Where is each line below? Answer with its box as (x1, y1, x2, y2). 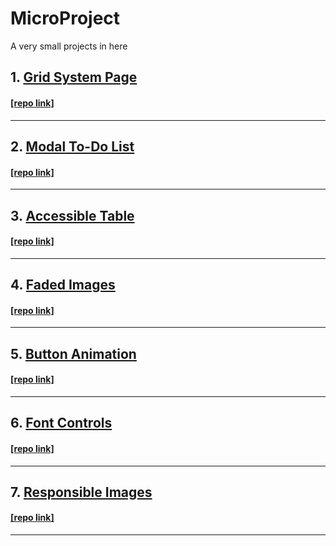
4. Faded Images (10, 277, 116, 294)
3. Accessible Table (10, 207, 135, 224)
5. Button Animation (10, 345, 137, 362)
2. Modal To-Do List (10, 138, 135, 155)
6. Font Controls (10, 415, 113, 432)
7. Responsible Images (10, 483, 153, 501)
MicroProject (10, 7, 121, 30)
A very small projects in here (10, 40, 128, 52)
